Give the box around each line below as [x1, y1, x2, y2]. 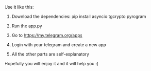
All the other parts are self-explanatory [11, 51, 89, 57]
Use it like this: [4, 4, 34, 10]
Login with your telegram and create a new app [11, 42, 106, 48]
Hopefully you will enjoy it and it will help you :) [4, 61, 99, 66]
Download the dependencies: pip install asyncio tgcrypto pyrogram [11, 14, 146, 19]
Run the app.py [11, 23, 42, 29]
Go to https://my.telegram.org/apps [11, 33, 83, 38]
